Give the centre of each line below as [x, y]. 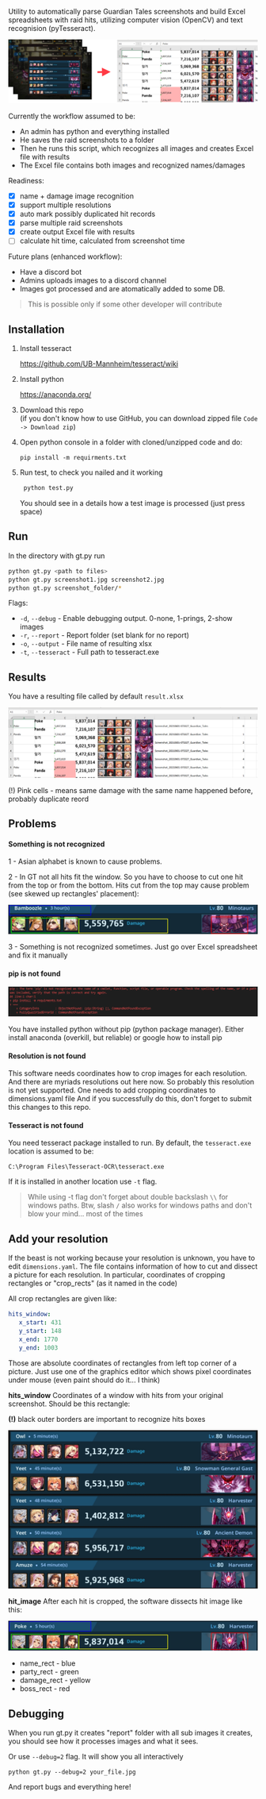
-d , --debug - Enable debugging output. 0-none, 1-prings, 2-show [126, 618]
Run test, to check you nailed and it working [91, 472]
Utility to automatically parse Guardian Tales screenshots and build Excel [127, 12]
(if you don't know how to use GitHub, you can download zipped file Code [139, 418]
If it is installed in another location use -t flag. [83, 1181]
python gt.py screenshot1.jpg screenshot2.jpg [86, 580]
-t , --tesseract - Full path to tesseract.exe [89, 652]
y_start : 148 [40, 1331]
